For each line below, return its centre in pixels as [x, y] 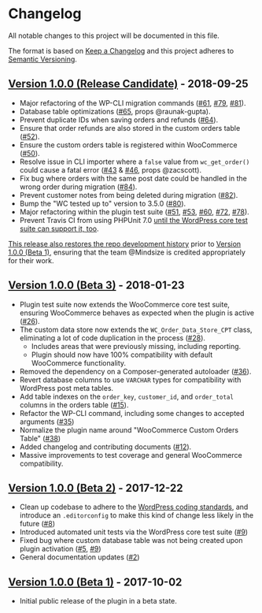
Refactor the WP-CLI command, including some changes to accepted [132, 413]
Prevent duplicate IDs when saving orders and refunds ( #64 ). [119, 120]
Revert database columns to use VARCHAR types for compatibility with [130, 380]
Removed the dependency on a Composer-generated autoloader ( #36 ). [135, 371]
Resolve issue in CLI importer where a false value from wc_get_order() [135, 162]
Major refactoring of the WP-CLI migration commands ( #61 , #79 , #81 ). [133, 102]
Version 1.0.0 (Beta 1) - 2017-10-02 [95, 582]
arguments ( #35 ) [47, 422]
